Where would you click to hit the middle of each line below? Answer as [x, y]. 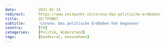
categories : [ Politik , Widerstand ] [45, 32]
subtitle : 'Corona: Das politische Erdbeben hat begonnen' [73, 23]
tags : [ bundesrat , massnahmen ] [47, 37]
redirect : [15, 14]
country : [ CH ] [26, 28]
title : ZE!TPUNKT [32, 19]
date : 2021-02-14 [33, 10]
